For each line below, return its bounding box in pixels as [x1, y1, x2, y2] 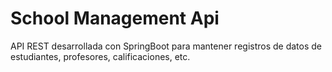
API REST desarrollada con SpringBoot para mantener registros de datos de [10, 40, 323, 52]
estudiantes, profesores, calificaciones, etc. [10, 50, 191, 62]
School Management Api [10, 7, 220, 30]
